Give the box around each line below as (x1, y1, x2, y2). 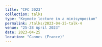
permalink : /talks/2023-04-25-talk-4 (5, 21, 82, 26)
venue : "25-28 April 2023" (5, 25, 60, 30)
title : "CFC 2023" (5, 7, 43, 12)
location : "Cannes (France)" (5, 35, 65, 40)
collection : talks (5, 12, 43, 17)
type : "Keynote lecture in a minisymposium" (5, 16, 98, 21)
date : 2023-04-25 (5, 30, 41, 35)
